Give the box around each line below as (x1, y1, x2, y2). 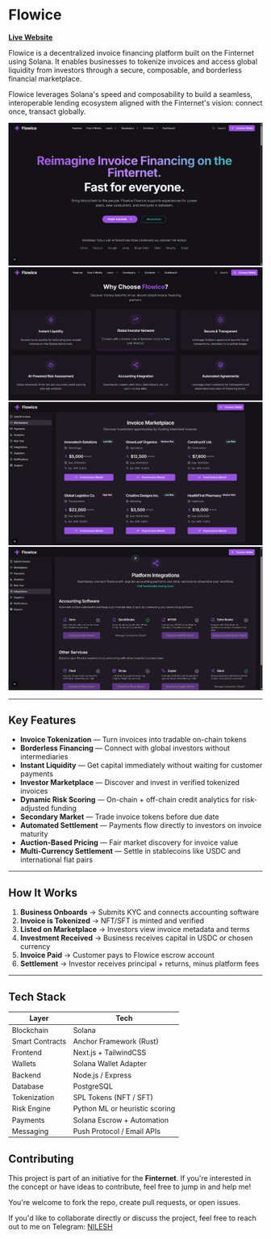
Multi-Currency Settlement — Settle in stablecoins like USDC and (19, 846, 241, 856)
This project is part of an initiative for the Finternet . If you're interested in (8, 1174, 252, 1183)
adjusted (19, 804, 50, 813)
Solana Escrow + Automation (73, 1115, 169, 1124)
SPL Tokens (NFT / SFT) (73, 1093, 153, 1102)
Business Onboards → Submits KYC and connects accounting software (19, 907, 260, 918)
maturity (19, 829, 48, 839)
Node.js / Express (73, 1070, 131, 1080)
